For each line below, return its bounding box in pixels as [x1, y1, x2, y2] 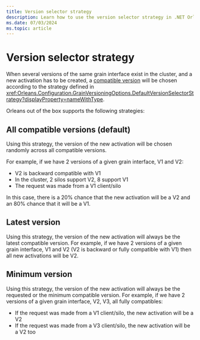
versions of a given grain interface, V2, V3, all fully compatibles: [6, 298, 163, 305]
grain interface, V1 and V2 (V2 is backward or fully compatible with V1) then [6, 245, 192, 253]
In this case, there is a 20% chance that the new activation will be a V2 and [6, 194, 190, 201]
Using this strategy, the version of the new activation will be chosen [6, 140, 173, 147]
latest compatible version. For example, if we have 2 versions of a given [6, 239, 182, 247]
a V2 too [14, 328, 36, 335]
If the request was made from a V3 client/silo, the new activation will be [14, 322, 190, 329]
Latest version [6, 218, 61, 228]
